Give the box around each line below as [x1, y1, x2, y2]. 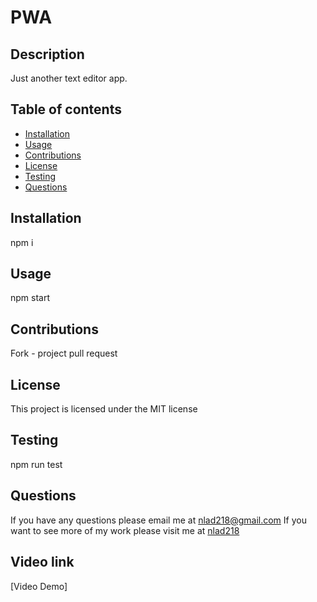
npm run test [10, 458, 63, 470]
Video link [10, 554, 75, 571]
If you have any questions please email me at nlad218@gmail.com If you [10, 514, 307, 526]
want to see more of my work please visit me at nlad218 [10, 524, 240, 536]
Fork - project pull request [10, 347, 118, 360]
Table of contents [10, 101, 122, 118]
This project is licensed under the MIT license [10, 403, 198, 415]
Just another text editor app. [10, 72, 128, 84]
